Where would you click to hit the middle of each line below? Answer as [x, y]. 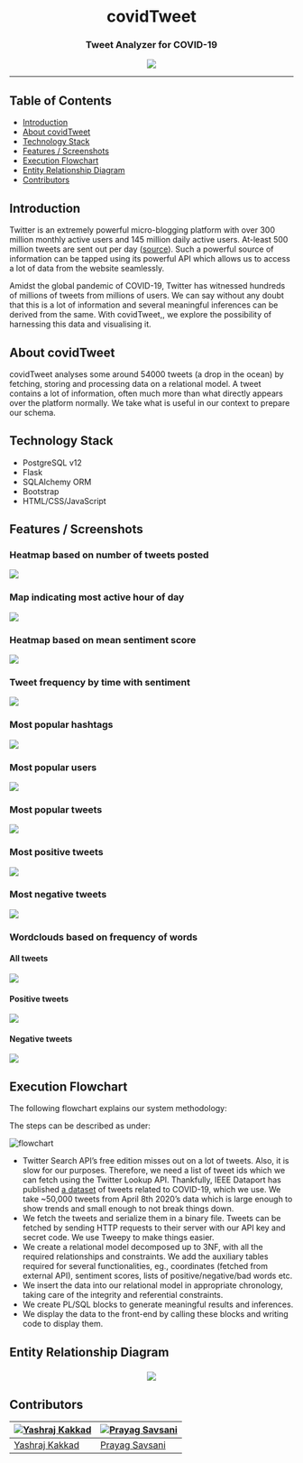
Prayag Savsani [133, 1445]
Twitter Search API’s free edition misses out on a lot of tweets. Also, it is [156, 1161]
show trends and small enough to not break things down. [128, 1209]
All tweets [29, 959]
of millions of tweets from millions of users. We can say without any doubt [147, 296]
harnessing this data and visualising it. [80, 324]
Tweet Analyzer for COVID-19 [151, 45]
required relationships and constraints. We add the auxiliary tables [145, 1256]
